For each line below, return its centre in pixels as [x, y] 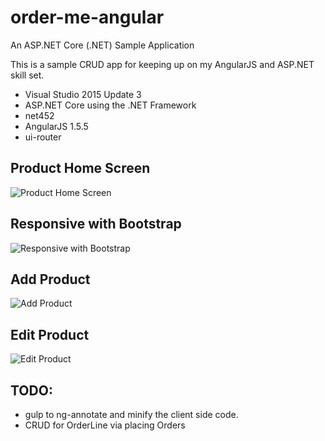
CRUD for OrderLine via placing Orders [105, 425]
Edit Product [50, 334]
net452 [39, 115]
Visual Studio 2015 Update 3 [83, 94]
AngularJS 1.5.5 [56, 126]
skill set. [27, 75]
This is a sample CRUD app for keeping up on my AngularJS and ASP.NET [162, 64]
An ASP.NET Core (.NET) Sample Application [102, 45]
